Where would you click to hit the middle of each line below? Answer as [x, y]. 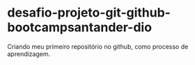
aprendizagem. [29, 54]
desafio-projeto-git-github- [89, 13]
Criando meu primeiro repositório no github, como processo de [98, 46]
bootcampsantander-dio [79, 27]
